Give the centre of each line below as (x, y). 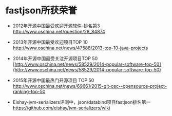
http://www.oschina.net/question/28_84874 (59, 31)
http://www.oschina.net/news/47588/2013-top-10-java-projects (80, 48)
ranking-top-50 (29, 91)
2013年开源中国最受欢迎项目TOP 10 (50, 42)
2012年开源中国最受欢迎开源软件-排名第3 (56, 26)
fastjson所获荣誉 (41, 11)
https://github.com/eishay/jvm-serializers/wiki (61, 108)
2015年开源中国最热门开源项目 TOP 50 (53, 80)
